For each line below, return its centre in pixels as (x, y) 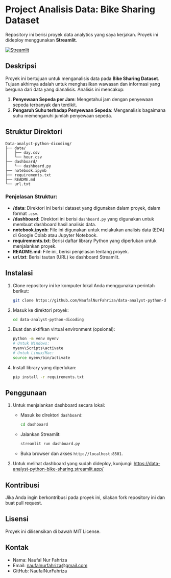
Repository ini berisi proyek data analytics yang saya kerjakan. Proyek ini (82, 34)
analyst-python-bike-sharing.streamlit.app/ (58, 469)
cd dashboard (34, 425)
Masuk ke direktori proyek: (41, 310)
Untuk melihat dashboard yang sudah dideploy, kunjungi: (72, 464)
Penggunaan (26, 393)
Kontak (17, 547)
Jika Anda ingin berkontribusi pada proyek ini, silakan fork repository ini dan (85, 497)
